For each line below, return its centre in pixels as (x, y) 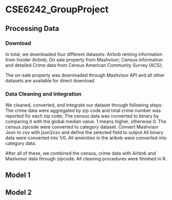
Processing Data (32, 29)
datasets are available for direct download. (51, 80)
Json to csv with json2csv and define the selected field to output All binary (84, 133)
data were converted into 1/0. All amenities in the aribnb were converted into (86, 138)
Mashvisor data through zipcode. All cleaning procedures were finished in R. (86, 159)
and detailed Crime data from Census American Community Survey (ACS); (84, 65)
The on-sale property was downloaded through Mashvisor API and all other (85, 75)
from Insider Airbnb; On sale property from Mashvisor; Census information (84, 60)
